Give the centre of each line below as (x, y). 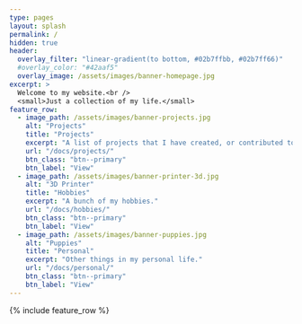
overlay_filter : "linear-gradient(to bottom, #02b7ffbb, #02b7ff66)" (150, 59)
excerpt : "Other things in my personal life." (114, 260)
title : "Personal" (60, 251)
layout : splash (38, 26)
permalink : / (34, 34)
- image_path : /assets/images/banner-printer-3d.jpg (118, 176)
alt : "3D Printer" (60, 185)
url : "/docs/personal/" (70, 268)
